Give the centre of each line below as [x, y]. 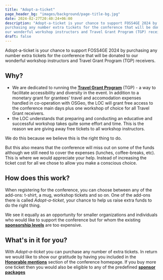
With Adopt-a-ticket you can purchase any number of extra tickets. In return [81, 252]
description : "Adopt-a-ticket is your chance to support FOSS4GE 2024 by [81, 23]
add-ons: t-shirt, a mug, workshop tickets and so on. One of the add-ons [78, 195]
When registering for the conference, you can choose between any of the [79, 190]
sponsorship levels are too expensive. [44, 225]
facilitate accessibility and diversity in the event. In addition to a [75, 93]
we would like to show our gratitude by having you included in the [71, 257]
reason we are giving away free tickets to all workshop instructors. [79, 128]
